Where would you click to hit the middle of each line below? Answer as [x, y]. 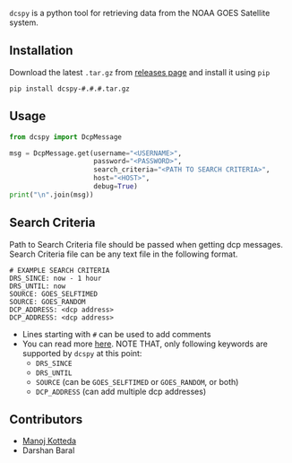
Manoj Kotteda [49, 441]
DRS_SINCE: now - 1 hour [56, 278]
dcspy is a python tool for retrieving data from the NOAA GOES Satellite [140, 13]
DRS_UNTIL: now [38, 286]
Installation [41, 51]
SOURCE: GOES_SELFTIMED [54, 294]
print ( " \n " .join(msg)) [52, 195]
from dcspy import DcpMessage [66, 137]
